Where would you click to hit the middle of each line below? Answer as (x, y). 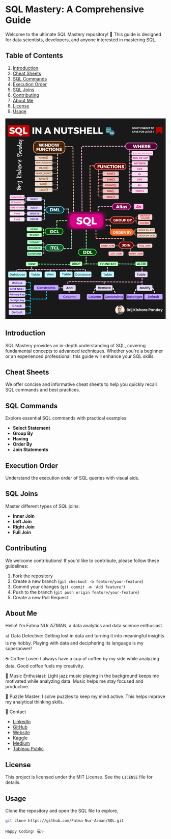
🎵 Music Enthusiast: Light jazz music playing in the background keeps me (82, 676)
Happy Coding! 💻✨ (25, 831)
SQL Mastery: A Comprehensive (75, 9)
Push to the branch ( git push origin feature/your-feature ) (76, 592)
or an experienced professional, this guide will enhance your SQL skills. (80, 356)
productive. (17, 687)
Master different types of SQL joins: (42, 506)
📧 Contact (16, 712)
